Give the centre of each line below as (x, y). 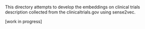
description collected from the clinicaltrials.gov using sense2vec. (70, 12)
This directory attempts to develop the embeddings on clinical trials (72, 7)
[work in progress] (24, 22)
